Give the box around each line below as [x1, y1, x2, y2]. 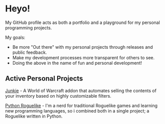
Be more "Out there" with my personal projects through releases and [12, 44, 153, 50]
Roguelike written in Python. [5, 113, 63, 119]
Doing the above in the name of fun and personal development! [12, 60, 142, 66]
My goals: [5, 34, 26, 40]
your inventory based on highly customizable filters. [5, 93, 112, 99]
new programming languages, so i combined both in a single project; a [5, 108, 150, 114]
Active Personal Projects [5, 74, 83, 83]
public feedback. [12, 49, 47, 55]
